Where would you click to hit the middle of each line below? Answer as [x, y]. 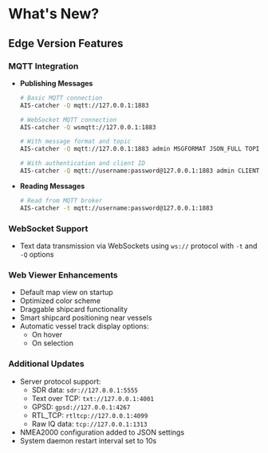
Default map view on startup [66, 293]
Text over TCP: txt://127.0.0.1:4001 [93, 398]
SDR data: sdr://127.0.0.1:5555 [85, 390]
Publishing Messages [56, 83]
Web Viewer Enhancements [63, 274]
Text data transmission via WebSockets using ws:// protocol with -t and [138, 246]
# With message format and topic [75, 142]
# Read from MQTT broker [61, 200]
